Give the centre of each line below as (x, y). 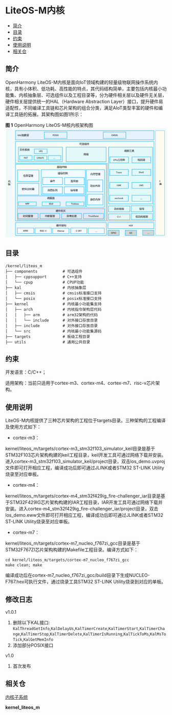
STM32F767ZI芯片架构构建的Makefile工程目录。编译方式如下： (72, 550)
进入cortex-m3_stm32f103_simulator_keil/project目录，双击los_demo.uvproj (85, 462)
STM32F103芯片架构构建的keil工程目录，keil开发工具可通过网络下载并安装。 (86, 455)
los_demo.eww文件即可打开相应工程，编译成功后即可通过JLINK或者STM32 (84, 515)
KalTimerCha (152, 629)
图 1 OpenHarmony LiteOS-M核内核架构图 (49, 125)
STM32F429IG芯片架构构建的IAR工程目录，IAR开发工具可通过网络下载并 (86, 503)
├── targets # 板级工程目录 (48, 337)
